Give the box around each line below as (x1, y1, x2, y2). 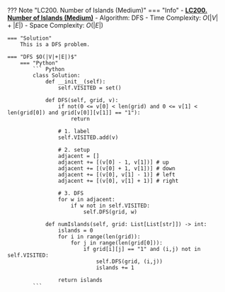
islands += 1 (96, 264, 134, 271)
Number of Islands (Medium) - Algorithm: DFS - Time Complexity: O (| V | (7, 13, 219, 22)
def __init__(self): (45, 78, 106, 85)
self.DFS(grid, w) (83, 208, 138, 215)
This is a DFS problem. (20, 41, 91, 48)
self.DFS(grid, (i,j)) (96, 258, 163, 265)
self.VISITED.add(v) (57, 134, 119, 141)
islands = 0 (57, 227, 93, 234)
